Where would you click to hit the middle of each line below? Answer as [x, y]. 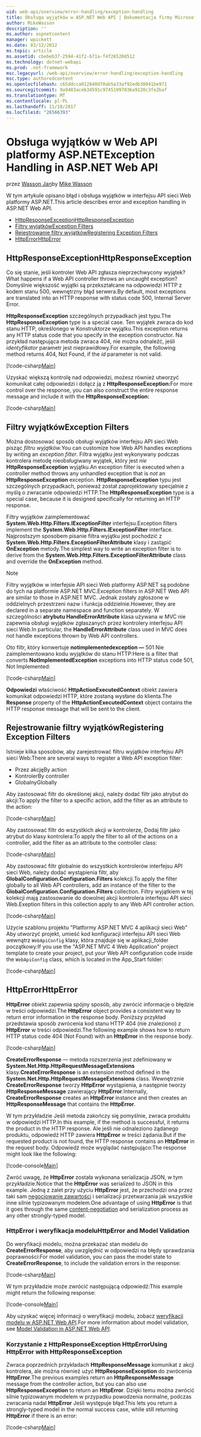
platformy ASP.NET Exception [81, 154]
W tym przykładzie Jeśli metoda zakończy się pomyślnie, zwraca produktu [98, 1115]
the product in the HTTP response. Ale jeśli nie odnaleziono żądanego [92, 1128]
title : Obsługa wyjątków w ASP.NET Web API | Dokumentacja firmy [89, 17]
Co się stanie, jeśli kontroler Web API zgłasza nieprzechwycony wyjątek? [96, 272]
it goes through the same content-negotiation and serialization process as [97, 1209]
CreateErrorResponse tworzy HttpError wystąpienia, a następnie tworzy [96, 1085]
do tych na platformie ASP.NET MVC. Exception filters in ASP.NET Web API [98, 591]
